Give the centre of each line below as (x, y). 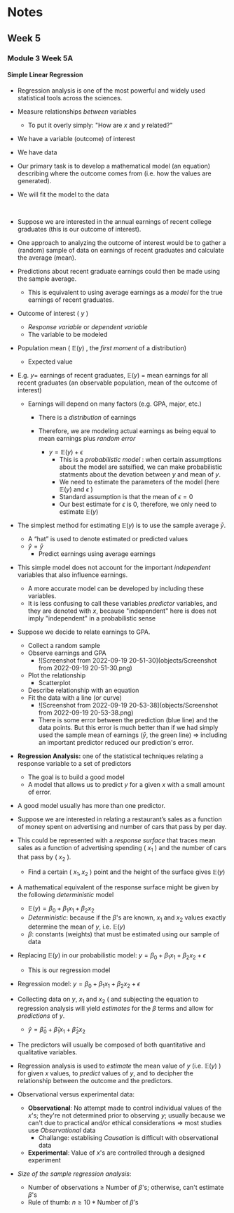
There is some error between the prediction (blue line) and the (128, 720)
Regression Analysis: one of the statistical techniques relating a (110, 756)
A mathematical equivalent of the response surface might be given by (118, 887)
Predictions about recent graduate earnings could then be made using (119, 271)
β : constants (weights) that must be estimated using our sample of (124, 934)
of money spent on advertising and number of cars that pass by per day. (122, 826)
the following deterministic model (66, 895)
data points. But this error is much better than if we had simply (128, 727)
